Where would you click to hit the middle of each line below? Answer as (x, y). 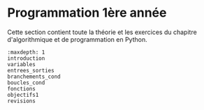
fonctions (22, 88)
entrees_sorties (31, 70)
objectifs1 (23, 95)
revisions (22, 101)
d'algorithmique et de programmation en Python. (78, 39)
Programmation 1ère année (87, 13)
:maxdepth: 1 (26, 52)
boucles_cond (26, 82)
